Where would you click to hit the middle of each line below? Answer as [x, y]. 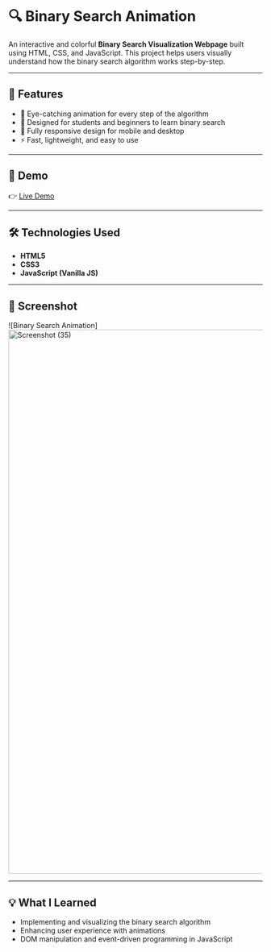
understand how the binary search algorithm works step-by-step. [117, 61]
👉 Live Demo [31, 196]
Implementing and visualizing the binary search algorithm [115, 922]
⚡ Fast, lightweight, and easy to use [79, 139]
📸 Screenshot [43, 306]
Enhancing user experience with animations [92, 930]
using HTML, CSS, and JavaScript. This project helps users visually [120, 52]
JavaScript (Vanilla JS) [59, 273]
